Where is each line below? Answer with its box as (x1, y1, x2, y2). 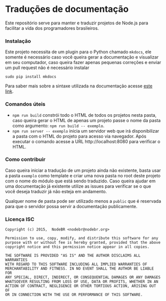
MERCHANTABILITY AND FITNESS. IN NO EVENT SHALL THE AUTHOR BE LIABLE (5, 266, 154, 271)
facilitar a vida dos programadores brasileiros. (5, 25, 99, 31)
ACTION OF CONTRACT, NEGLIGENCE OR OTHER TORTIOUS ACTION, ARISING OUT (5, 284, 156, 289)
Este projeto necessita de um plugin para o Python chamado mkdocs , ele (5, 49, 152, 55)
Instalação (5, 37, 31, 44)
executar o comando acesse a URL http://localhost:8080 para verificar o (12, 138, 161, 145)
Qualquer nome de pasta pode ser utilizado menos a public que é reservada (5, 198, 161, 204)
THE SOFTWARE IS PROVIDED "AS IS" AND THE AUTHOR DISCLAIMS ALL (5, 253, 141, 258)
